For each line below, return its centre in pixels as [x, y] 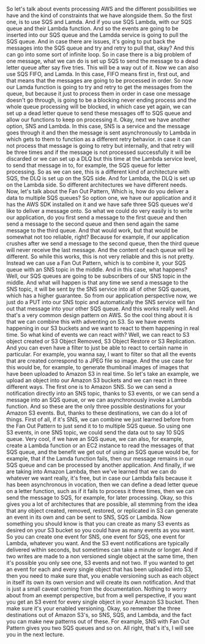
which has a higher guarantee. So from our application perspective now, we [102, 296]
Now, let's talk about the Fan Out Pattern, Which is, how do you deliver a [97, 191]
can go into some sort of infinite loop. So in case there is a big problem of [99, 54]
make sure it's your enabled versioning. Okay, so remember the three [93, 608]
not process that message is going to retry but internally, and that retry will [100, 146]
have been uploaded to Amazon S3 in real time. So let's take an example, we [103, 374]
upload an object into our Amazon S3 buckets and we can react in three [97, 380]
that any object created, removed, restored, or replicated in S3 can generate [102, 511]
